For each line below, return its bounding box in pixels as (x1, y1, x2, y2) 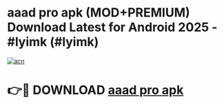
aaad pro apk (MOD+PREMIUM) (7, 5, 191, 21)
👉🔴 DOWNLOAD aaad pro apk (7, 83, 184, 98)
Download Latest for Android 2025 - (7, 19, 218, 35)
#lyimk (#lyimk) (7, 34, 99, 50)
